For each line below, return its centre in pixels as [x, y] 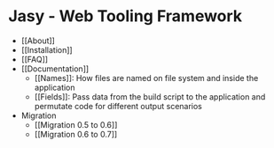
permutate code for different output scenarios [118, 106]
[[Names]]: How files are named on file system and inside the [146, 78]
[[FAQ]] [35, 59]
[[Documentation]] [55, 69]
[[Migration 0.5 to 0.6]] [76, 124]
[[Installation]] [47, 49]
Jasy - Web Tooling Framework [125, 16]
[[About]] [38, 41]
